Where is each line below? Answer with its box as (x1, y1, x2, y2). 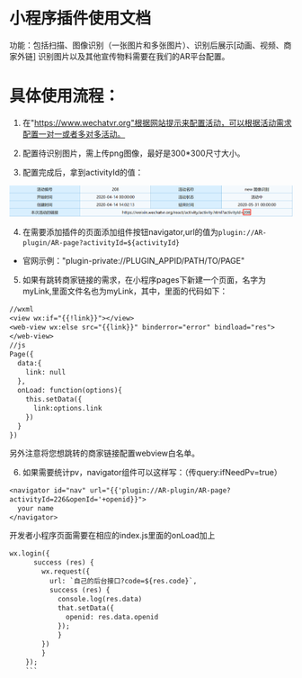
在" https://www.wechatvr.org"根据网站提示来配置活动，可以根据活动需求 (22, 117, 292, 128)
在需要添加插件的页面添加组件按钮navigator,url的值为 (22, 227, 218, 238)
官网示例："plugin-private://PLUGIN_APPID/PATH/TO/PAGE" (22, 256, 245, 267)
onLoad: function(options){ (17, 386, 123, 395)
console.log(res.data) (57, 595, 143, 604)
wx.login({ (9, 549, 50, 558)
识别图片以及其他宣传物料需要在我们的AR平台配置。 (38, 50, 230, 61)
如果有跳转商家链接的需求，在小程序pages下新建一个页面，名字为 (22, 275, 267, 285)
